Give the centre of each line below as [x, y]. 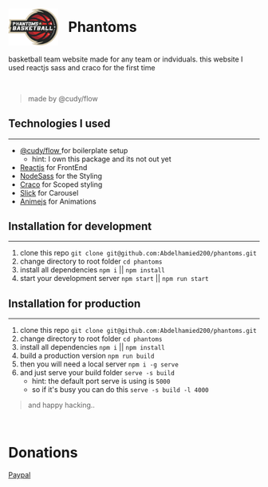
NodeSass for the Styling [61, 176]
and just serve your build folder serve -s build [97, 373]
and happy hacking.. [61, 405]
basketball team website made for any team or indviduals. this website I [126, 59]
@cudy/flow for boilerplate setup [74, 150]
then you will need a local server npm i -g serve [99, 364]
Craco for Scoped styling [61, 184]
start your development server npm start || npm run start [114, 279]
